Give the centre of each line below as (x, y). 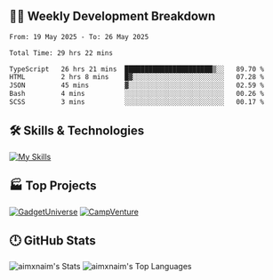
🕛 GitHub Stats (52, 240)
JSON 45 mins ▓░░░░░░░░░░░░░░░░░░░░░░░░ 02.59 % (137, 85)
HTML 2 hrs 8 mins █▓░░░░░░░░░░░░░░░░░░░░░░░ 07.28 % (137, 77)
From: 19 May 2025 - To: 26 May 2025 (79, 36)
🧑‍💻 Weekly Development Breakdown (112, 16)
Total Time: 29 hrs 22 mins (61, 53)
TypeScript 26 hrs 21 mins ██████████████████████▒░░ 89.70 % (137, 69)
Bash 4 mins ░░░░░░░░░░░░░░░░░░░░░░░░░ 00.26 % (137, 94)
